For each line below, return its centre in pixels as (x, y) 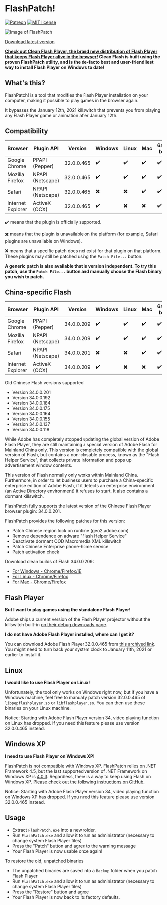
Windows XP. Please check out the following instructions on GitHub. (75, 782)
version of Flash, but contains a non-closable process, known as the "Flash (82, 455)
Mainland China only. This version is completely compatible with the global (82, 450)
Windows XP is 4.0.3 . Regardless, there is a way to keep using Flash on (78, 776)
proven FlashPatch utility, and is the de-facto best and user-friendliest (79, 62)
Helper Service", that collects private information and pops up (68, 460)
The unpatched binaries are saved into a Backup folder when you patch (84, 870)
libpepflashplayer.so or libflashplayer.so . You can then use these (75, 703)
